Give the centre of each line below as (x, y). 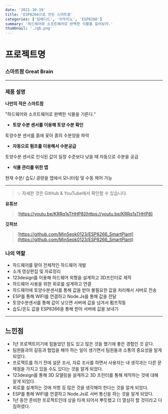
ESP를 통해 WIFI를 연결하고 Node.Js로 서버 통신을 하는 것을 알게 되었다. (83, 394)
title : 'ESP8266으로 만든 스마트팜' (39, 14)
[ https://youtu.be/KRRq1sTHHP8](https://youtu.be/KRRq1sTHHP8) (85, 213)
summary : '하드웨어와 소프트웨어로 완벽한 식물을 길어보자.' (59, 24)
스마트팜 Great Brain (29, 71)
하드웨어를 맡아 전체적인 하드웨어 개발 (49, 265)
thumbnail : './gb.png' (29, 28)
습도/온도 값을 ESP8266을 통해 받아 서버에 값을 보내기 (65, 309)
